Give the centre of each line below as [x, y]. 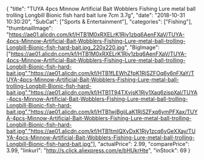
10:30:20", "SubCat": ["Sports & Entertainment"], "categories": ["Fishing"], [99, 22]
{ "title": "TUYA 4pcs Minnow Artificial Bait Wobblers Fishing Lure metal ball [101, 9]
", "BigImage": [142, 47]
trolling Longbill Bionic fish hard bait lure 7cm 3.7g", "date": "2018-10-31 [96, 15]
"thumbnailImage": [30, 28]
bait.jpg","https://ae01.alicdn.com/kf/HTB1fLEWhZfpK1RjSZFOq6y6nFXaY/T [100, 73]
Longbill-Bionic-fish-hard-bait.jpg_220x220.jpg [66, 47]
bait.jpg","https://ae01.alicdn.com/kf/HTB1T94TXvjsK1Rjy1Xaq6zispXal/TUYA [102, 92]
